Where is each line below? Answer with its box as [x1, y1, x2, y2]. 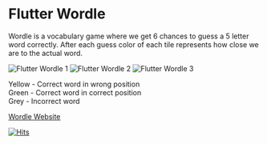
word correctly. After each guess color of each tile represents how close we [8, 39, 259, 49]
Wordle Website [8, 111, 61, 121]
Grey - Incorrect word [8, 96, 80, 106]
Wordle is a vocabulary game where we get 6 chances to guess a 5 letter [8, 31, 249, 41]
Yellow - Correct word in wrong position [8, 79, 140, 89]
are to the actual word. [8, 48, 83, 58]
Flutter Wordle [8, 5, 106, 23]
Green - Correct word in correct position [8, 87, 142, 97]
